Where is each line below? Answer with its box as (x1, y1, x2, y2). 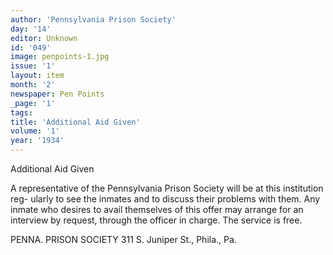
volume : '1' (10, 126, 60, 136)
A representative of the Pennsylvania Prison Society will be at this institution (10, 182, 324, 194)
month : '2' (10, 80, 56, 90)
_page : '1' (10, 98, 56, 108)
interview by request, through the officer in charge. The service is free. (10, 214, 303, 226)
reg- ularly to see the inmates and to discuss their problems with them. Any (10, 193, 321, 205)
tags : (10, 107, 33, 118)
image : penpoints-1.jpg (10, 52, 110, 62)
